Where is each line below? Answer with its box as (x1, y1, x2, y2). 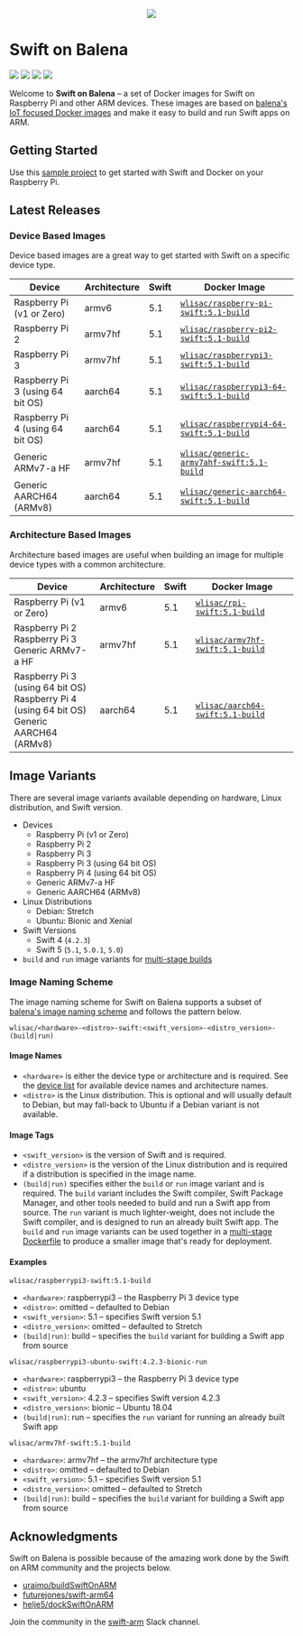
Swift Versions (22, 925, 77, 936)
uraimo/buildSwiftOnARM (22, 1580, 117, 1591)
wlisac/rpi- (195, 597, 247, 608)
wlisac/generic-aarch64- (179, 487, 287, 497)
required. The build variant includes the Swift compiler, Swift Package (22, 1188, 284, 1199)
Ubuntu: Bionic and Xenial (35, 915, 133, 926)
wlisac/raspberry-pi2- (179, 325, 278, 335)
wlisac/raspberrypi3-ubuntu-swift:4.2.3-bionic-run (9, 1358, 207, 1367)
